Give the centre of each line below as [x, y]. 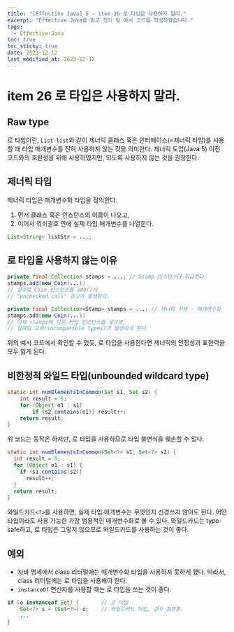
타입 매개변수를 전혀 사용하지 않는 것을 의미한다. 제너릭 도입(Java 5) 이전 [121, 148]
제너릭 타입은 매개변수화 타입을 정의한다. [62, 199]
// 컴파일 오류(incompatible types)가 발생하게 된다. [78, 329]
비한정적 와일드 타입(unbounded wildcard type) [108, 375]
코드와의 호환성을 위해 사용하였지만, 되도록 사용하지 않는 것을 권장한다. [103, 157]
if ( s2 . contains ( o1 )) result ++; [80, 412]
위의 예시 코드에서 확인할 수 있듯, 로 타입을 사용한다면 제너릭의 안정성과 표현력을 [116, 343]
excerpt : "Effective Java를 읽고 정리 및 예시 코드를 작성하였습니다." [101, 20]
